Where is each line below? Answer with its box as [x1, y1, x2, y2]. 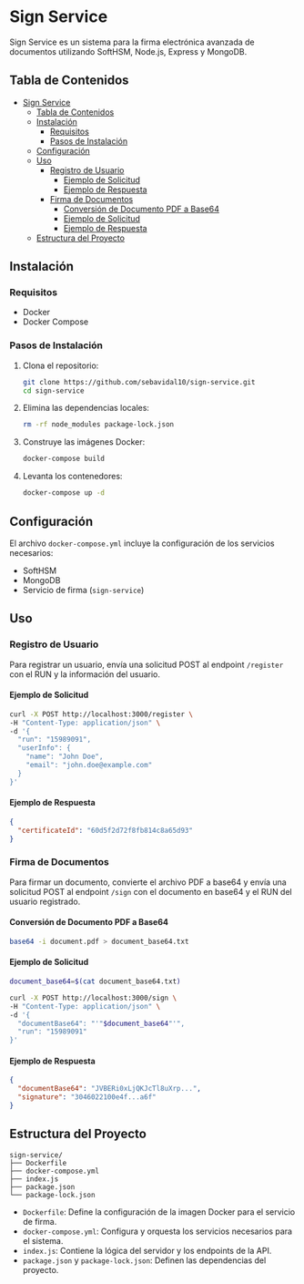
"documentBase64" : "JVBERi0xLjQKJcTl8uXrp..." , [17, 1084, 202, 1094]
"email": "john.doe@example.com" [25, 761, 153, 770]
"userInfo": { [17, 744, 71, 753]
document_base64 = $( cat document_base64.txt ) [9, 977, 181, 986]
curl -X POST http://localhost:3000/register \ [9, 709, 194, 719]
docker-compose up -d [22, 488, 105, 498]
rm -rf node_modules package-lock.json [22, 420, 175, 429]
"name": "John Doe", [25, 752, 104, 762]
